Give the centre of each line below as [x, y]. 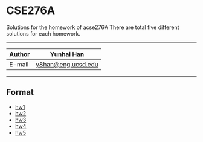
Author [20, 54]
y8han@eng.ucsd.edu [67, 64]
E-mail [19, 64]
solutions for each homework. [43, 33]
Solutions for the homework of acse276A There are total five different [93, 27]
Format [20, 92]
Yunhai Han [67, 54]
